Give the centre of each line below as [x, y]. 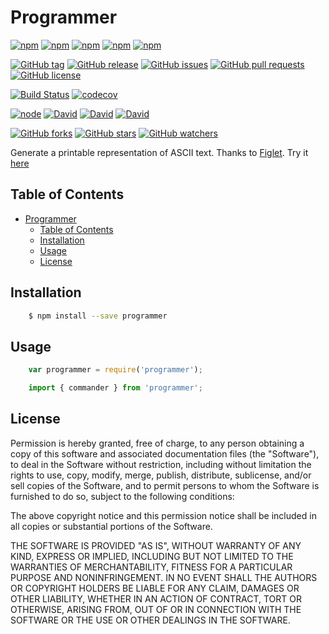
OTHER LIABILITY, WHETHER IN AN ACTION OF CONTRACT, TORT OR [156, 598]
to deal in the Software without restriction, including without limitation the [161, 464]
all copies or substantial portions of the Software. [111, 526]
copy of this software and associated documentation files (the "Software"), [165, 453]
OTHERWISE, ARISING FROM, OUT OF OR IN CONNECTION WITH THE [156, 609]
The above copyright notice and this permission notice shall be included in [163, 515]
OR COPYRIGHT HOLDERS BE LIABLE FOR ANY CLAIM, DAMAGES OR [155, 588]
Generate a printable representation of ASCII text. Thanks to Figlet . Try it [159, 152]
